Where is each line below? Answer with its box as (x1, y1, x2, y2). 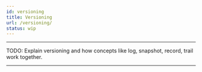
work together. (6, 54, 43, 61)
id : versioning (6, 8, 44, 15)
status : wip (6, 25, 36, 32)
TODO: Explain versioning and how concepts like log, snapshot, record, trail (6, 47, 194, 54)
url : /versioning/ (6, 20, 52, 26)
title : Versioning (6, 14, 52, 20)
